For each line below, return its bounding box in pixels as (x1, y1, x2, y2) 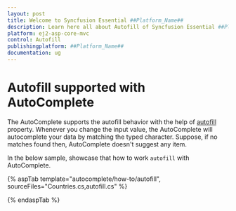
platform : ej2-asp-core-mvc (7, 29, 90, 37)
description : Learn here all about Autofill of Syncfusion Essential (7, 23, 216, 30)
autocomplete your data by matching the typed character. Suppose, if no (7, 132, 218, 141)
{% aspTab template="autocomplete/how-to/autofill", (7, 175, 162, 183)
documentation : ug (7, 50, 61, 57)
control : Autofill (7, 36, 61, 43)
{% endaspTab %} (7, 196, 60, 204)
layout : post (7, 10, 46, 18)
